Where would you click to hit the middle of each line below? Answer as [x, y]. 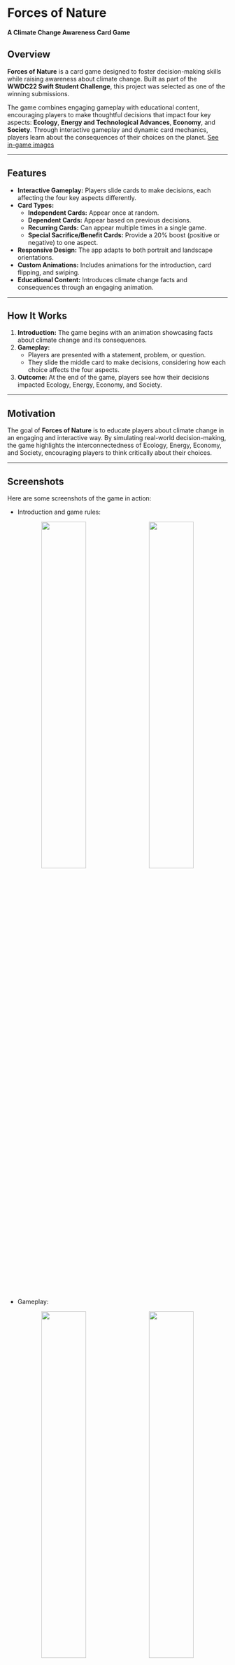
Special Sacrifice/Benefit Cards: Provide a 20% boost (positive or [124, 235]
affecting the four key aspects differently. [77, 197]
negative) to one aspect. [63, 242]
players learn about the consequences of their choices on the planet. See [113, 137]
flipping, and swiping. [48, 272]
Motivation [31, 413]
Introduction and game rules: [59, 512]
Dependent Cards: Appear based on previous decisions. [109, 220]
